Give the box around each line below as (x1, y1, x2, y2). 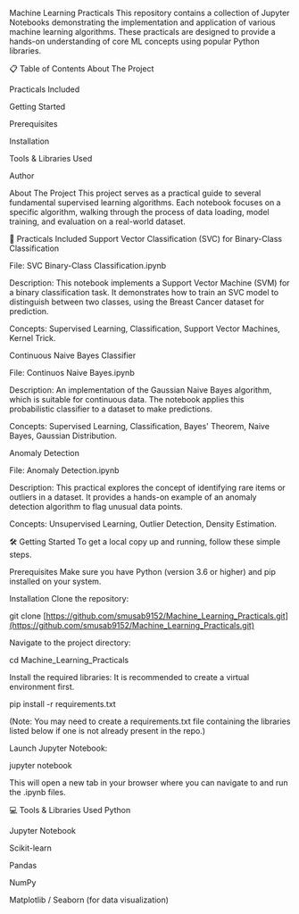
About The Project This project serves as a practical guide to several (9, 187, 262, 198)
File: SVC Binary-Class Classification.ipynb (9, 261, 167, 270)
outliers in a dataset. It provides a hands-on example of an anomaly (9, 492, 257, 503)
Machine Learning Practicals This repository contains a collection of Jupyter (9, 8, 290, 18)
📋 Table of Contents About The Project (9, 63, 154, 74)
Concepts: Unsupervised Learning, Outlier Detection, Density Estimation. (9, 519, 278, 529)
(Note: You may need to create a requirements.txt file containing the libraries (9, 716, 291, 727)
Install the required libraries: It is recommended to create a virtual (9, 672, 250, 682)
